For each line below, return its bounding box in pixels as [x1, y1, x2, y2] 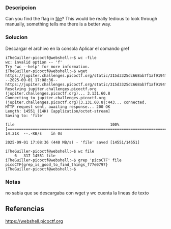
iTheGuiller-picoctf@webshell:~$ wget [5, 68, 88, 74]
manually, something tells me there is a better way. [5, 21, 112, 27]
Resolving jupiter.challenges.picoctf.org [5, 86, 97, 92]
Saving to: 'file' [5, 113, 44, 118]
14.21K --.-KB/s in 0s [5, 131, 63, 136]
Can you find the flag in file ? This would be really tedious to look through [5, 16, 158, 22]
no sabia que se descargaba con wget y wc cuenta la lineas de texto [5, 190, 149, 196]
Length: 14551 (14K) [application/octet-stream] [5, 108, 110, 113]
